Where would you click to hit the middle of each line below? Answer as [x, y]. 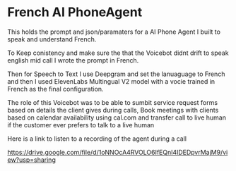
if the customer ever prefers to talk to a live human [81, 125]
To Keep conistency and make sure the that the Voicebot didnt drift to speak [118, 53]
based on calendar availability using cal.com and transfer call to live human [117, 118]
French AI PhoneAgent [75, 12]
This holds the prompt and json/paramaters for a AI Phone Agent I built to [114, 32]
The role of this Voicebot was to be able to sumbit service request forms [112, 102]
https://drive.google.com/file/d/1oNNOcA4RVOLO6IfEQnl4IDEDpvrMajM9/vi [118, 152]
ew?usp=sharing [32, 160]
